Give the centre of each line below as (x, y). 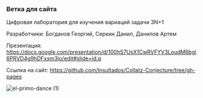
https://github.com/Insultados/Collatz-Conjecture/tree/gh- (122, 70)
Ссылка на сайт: (27, 70)
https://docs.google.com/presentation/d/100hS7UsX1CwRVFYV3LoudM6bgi (101, 52)
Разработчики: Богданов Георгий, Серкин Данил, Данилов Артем (92, 34)
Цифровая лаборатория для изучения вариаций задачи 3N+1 (85, 22)
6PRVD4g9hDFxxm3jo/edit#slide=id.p (54, 59)
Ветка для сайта (32, 9)
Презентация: (24, 46)
